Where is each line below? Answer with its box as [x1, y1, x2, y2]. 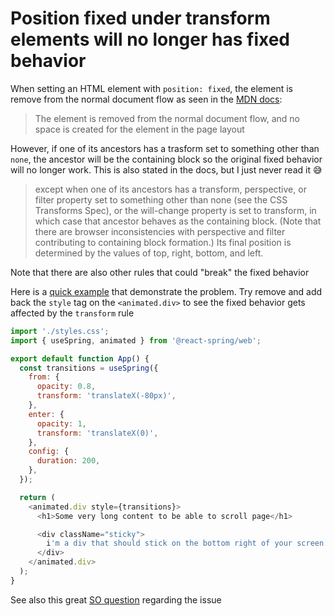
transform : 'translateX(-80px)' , [36, 391, 177, 401]
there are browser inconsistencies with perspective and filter [34, 225, 286, 237]
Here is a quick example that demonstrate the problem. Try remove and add [10, 285, 323, 297]
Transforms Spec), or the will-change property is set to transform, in [34, 204, 317, 216]
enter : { [28, 409, 65, 419]
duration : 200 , [36, 456, 101, 466]
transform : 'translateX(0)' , [36, 428, 159, 438]
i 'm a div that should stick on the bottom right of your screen [46, 538, 325, 549]
